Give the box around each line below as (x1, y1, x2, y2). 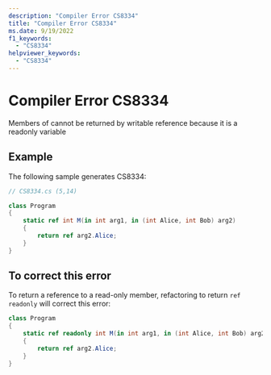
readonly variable (8, 127, 67, 136)
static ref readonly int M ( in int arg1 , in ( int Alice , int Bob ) (23, 330, 248, 338)
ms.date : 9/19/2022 (8, 27, 74, 35)
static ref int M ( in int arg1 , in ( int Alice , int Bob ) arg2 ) (23, 217, 236, 225)
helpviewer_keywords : (8, 49, 81, 57)
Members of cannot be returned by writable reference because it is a (8, 118, 238, 127)
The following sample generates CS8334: (8, 171, 147, 181)
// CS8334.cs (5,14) (8, 187, 78, 195)
